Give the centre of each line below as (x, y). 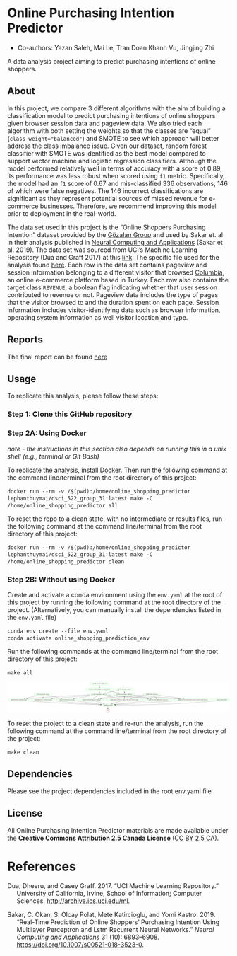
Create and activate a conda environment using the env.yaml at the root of (115, 594)
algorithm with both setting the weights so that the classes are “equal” (109, 131)
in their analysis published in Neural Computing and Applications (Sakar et (115, 242)
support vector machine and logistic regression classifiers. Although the (112, 161)
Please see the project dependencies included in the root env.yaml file (109, 791)
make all (20, 673)
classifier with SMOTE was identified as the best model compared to (107, 153)
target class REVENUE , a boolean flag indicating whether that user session (112, 287)
